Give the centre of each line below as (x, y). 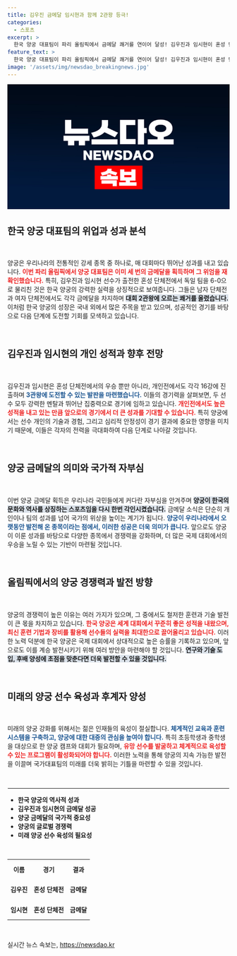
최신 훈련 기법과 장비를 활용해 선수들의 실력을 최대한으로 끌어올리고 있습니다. (112, 632)
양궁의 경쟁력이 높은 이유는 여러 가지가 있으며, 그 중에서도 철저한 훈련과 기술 (112, 614)
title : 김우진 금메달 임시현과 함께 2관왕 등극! (68, 15)
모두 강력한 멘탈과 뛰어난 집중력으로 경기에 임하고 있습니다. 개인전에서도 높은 (120, 403)
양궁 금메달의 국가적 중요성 (54, 818)
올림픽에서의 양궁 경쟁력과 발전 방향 (80, 582)
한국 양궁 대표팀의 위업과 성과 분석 (77, 231)
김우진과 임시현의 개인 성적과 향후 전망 (85, 354)
